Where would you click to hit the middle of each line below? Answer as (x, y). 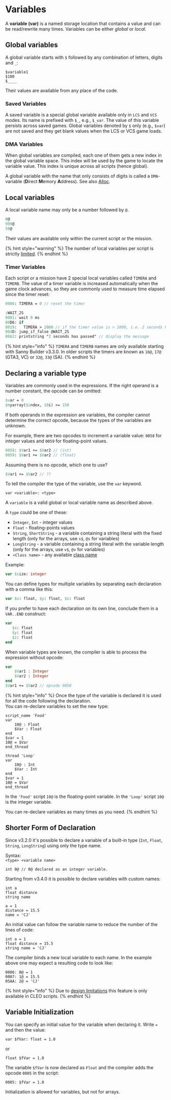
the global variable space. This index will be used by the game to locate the (84, 161)
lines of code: (20, 930)
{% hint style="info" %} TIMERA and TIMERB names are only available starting (84, 346)
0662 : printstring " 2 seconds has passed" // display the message (77, 337)
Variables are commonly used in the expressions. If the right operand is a (82, 386)
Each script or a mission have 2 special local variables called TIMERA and (81, 278)
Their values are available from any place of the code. (62, 90)
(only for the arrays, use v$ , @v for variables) (59, 549)
